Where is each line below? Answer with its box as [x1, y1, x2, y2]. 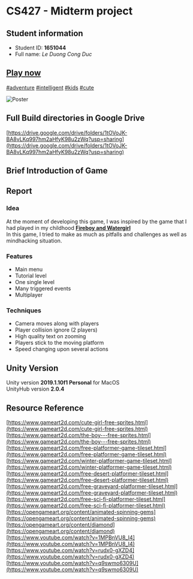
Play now [6, 68, 41, 78]
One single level [14, 279, 55, 285]
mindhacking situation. [6, 237, 62, 244]
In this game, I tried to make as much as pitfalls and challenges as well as [6, 231, 187, 238]
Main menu [14, 266, 43, 273]
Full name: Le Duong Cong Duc [14, 51, 92, 58]
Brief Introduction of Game [6, 166, 108, 176]
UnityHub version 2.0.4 [6, 385, 65, 392]
